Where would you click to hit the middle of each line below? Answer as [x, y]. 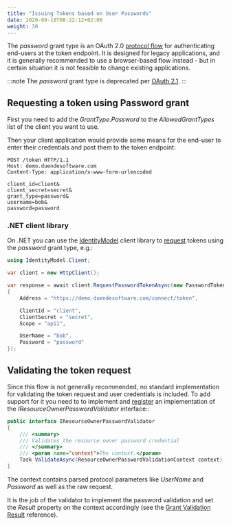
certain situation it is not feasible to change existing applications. [99, 68]
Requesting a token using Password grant [98, 103]
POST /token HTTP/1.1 [38, 160]
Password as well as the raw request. [60, 486]
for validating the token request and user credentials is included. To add [109, 394]
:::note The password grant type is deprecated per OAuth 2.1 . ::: [97, 81]
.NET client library [38, 226]
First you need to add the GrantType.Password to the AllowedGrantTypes [111, 120]
